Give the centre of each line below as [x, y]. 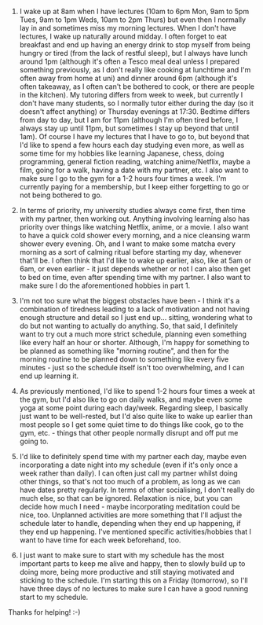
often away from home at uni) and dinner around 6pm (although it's [128, 78]
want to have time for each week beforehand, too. [100, 540]
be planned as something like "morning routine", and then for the [124, 351]
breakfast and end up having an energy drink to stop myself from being [135, 45]
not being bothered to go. [61, 195]
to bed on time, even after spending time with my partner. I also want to [135, 277]
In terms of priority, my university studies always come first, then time [132, 210]
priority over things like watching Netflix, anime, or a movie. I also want [134, 227]
